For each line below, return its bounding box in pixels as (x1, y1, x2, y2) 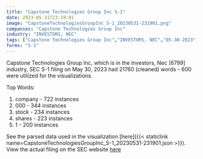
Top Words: (6, 83, 35, 91)
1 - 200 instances (14, 121, 59, 128)
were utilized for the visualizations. (6, 72, 93, 79)
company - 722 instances (14, 95, 79, 103)
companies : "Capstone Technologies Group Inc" (6, 25, 126, 32)
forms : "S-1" (6, 43, 39, 49)
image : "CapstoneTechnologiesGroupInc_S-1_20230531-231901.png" (6, 20, 172, 26)
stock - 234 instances (14, 108, 70, 115)
